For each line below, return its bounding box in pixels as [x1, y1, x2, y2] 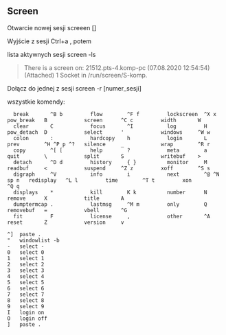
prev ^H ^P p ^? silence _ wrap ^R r [7, 141, 211, 148]
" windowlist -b [7, 237, 60, 244]
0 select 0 [7, 249, 45, 256]
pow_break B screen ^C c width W [7, 117, 201, 124]
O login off [7, 315, 48, 322]
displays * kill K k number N [13, 189, 207, 196]
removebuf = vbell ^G [7, 207, 128, 213]
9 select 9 [7, 303, 45, 310]
